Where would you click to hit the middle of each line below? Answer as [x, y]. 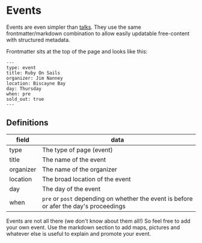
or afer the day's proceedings [84, 206]
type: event [21, 67]
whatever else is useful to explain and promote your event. [79, 233]
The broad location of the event [86, 179]
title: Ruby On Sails [33, 73]
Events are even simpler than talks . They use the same [74, 27]
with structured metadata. [38, 40]
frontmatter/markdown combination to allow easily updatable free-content [98, 33]
